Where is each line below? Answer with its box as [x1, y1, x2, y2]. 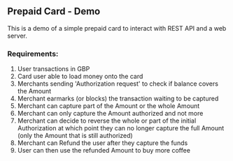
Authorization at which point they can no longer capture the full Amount [17, 124, 225, 132]
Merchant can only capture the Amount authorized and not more [17, 109, 204, 118]
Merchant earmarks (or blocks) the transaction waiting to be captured [17, 94, 219, 103]
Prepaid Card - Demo [7, 6, 101, 17]
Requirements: [7, 49, 59, 59]
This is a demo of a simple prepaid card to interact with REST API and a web [7, 24, 227, 32]
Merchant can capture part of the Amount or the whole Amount [17, 102, 200, 110]
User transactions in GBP [17, 65, 90, 73]
